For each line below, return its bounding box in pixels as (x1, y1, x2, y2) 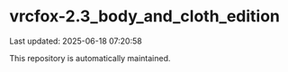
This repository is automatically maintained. (9, 52, 171, 63)
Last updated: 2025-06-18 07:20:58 (9, 36, 142, 46)
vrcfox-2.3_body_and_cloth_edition (9, 6, 281, 27)
